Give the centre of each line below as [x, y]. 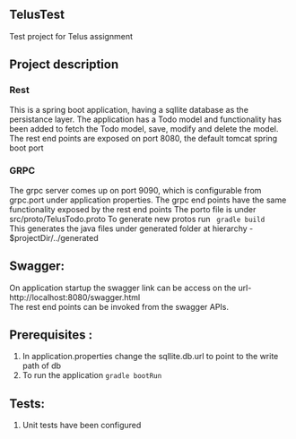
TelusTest [37, 15]
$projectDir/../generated [54, 237]
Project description [64, 65]
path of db [41, 366]
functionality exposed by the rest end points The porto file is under [133, 209]
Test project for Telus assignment [71, 36]
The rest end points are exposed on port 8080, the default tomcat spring [144, 138]
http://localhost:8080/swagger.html [75, 297]
